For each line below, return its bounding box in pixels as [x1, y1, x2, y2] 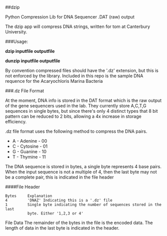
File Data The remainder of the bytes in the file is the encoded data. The [5, 220, 153, 226]
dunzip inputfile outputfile [5, 58, 61, 64]
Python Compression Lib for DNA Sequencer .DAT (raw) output [5, 14, 135, 19]
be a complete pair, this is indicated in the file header [5, 174, 114, 180]
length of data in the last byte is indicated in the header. [5, 225, 120, 231]
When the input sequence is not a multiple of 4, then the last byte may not [5, 169, 157, 175]
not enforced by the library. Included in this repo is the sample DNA [5, 73, 144, 79]
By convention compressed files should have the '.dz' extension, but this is [5, 67, 159, 73]
